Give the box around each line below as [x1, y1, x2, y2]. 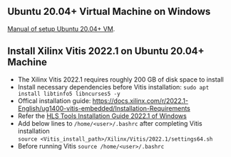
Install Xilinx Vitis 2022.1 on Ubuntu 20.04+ [7, 45, 205, 58]
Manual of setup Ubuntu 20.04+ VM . [7, 24, 115, 33]
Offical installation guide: [17, 96, 91, 105]
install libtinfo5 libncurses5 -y [17, 90, 120, 97]
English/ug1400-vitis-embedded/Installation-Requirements [17, 104, 190, 112]
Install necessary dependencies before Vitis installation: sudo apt [17, 82, 210, 91]
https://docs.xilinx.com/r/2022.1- [92, 96, 189, 105]
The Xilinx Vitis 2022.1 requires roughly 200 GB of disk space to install [17, 75, 225, 84]
